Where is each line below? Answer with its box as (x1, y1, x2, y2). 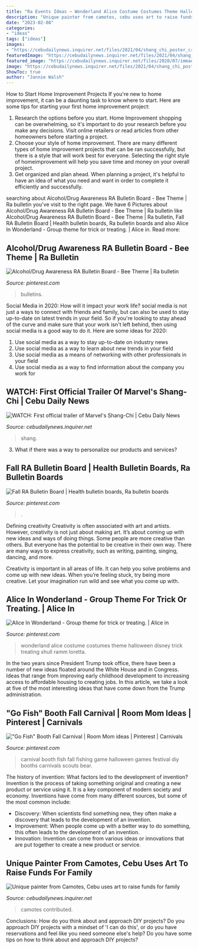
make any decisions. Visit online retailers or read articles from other (14, 127, 179, 134)
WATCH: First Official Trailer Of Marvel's (6, 387, 158, 397)
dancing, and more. (6, 553, 54, 560)
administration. (6, 691, 42, 698)
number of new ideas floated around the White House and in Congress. (6, 666, 179, 673)
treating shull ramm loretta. (20, 649, 87, 656)
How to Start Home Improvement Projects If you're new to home (6, 91, 162, 98)
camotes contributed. (20, 906, 73, 913)
